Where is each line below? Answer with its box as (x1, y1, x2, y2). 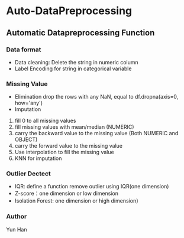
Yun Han (6, 226, 27, 233)
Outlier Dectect (6, 169, 51, 178)
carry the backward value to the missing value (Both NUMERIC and (14, 130, 179, 137)
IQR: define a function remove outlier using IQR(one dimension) (14, 183, 169, 190)
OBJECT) (14, 136, 38, 143)
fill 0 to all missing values (14, 117, 76, 125)
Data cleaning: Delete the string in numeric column (14, 58, 139, 66)
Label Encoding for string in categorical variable (14, 65, 132, 72)
